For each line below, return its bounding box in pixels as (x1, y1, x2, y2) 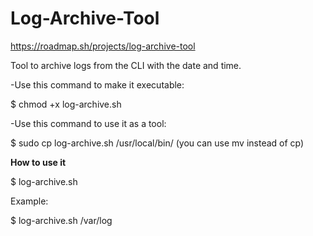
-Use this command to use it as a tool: (10, 117, 167, 129)
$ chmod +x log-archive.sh (10, 98, 122, 110)
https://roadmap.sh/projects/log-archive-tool (10, 40, 196, 52)
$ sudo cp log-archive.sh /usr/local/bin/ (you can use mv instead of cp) (10, 137, 305, 149)
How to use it (10, 156, 67, 168)
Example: (10, 195, 49, 207)
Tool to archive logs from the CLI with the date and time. (10, 59, 242, 71)
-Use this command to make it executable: (10, 78, 185, 91)
